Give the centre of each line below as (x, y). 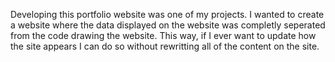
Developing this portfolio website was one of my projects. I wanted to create (167, 14)
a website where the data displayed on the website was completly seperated (168, 25)
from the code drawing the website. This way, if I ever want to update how (163, 35)
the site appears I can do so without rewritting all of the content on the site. (165, 46)
